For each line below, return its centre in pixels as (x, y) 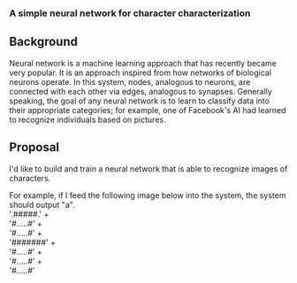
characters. (30, 178)
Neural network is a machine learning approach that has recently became (143, 63)
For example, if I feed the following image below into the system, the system (148, 195)
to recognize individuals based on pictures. (88, 119)
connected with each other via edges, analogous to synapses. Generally (141, 91)
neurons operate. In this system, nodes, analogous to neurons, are (130, 81)
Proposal (34, 147)
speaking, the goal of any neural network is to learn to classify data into (139, 101)
